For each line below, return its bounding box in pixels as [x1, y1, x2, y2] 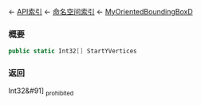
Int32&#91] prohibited [8, 86, 74, 98]
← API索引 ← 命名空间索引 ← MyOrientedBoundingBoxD [8, 7, 193, 16]
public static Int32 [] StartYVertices [8, 47, 137, 56]
